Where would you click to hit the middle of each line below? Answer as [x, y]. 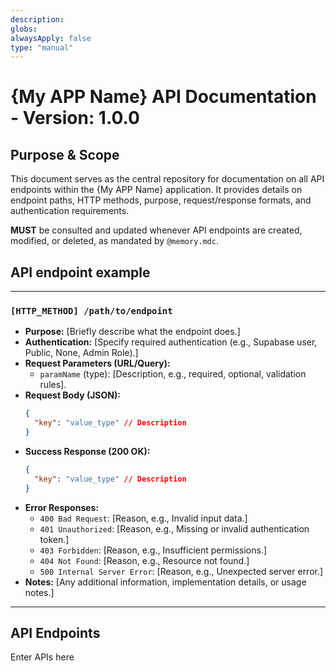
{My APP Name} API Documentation [163, 97]
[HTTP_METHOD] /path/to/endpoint [91, 310]
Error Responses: [62, 507]
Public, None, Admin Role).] [81, 353]
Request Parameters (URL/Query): [97, 363]
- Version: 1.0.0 [75, 118]
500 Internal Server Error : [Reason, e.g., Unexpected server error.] [181, 571]
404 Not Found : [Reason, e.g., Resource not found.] [144, 560]
